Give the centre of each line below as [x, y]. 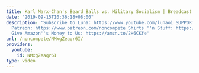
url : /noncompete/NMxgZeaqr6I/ [45, 39]
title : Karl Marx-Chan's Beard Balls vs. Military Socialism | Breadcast [99, 11]
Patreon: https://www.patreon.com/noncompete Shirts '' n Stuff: [92, 28]
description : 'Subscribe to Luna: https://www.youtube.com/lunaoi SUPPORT [100, 22]
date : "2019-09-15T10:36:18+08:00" [50, 17]
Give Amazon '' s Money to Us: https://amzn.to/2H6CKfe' [81, 34]
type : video [21, 61]
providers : [20, 45]
